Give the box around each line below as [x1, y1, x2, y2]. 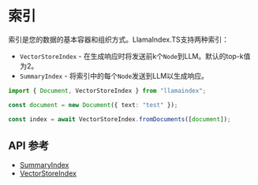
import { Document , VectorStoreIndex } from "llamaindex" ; [8, 87, 207, 94]
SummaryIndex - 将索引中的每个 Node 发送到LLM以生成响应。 [19, 71, 209, 80]
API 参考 [8, 139, 50, 152]
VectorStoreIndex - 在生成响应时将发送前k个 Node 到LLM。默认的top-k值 [19, 51, 251, 61]
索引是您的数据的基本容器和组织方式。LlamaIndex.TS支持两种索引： [8, 35, 229, 44]
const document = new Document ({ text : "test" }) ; [8, 101, 178, 109]
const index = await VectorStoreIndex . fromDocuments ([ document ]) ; [8, 115, 231, 123]
